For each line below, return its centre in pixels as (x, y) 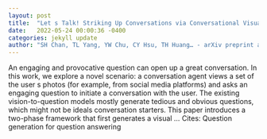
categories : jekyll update (53, 38)
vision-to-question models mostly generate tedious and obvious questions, (131, 102)
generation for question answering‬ (65, 127)
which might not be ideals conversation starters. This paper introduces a (127, 110)
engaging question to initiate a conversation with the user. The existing (124, 93)
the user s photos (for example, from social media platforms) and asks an (128, 85)
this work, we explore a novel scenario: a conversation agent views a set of (131, 76)
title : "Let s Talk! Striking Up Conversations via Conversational (124, 23)
